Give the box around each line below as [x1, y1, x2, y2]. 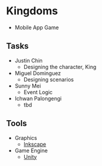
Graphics [14, 134, 37, 141]
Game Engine [14, 147, 48, 154]
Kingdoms [6, 4, 58, 18]
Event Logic [23, 88, 53, 96]
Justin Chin [14, 57, 43, 64]
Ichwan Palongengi [14, 95, 62, 102]
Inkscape [23, 140, 46, 148]
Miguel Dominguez [14, 70, 61, 77]
